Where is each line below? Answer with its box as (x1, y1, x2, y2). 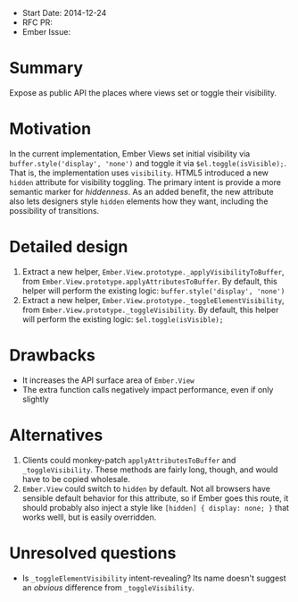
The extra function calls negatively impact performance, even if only (21, 384, 274, 394)
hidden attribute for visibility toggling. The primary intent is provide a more (9, 176, 281, 187)
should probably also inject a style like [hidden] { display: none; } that (21, 502, 290, 513)
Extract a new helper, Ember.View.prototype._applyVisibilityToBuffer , (21, 266, 285, 276)
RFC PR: (21, 17, 54, 28)
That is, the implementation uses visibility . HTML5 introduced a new (9, 167, 269, 178)
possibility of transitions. (9, 205, 100, 216)
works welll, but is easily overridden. (21, 512, 157, 522)
